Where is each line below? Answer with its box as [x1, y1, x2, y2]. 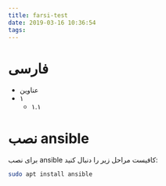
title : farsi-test [8, 11, 68, 20]
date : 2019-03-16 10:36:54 [8, 19, 96, 27]
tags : [8, 26, 26, 34]
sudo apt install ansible [8, 170, 92, 178]
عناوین [19, 85, 39, 95]
